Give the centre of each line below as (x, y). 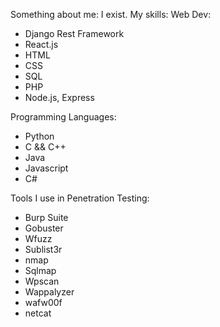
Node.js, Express (59, 97)
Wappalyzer (49, 292)
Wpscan (42, 281)
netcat (38, 313)
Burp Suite (46, 217)
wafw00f (43, 302)
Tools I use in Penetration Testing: (80, 198)
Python (39, 136)
